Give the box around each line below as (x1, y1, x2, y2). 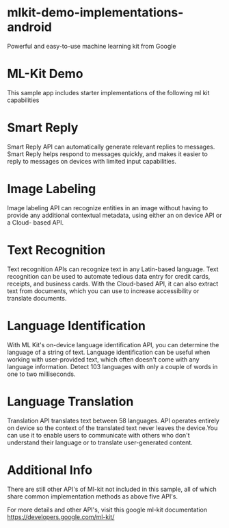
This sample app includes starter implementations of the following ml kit (7, 88, 210, 97)
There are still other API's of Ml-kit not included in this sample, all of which (7, 485, 217, 493)
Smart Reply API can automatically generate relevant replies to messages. (7, 142, 215, 151)
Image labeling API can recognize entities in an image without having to (7, 203, 208, 212)
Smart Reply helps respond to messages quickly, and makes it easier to (7, 149, 208, 158)
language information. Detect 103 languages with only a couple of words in (7, 362, 218, 370)
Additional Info (7, 462, 93, 477)
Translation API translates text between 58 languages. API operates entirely (7, 416, 220, 425)
